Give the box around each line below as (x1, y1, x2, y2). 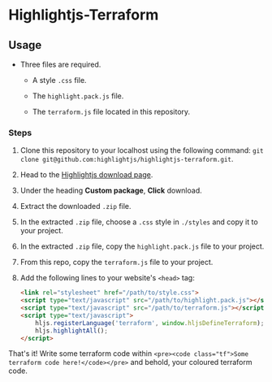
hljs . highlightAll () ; (35, 327, 108, 335)
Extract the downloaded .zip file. (19, 202, 132, 211)
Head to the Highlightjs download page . (19, 170, 153, 180)
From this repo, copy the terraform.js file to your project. (19, 258, 214, 267)
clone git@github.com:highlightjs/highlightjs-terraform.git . (19, 154, 234, 164)
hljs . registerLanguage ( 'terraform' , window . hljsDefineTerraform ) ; (35, 319, 265, 327)
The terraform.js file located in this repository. (32, 107, 191, 116)
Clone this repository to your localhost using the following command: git (19, 145, 264, 155)
